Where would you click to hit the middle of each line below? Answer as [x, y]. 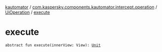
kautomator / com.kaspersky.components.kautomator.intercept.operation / [81, 7]
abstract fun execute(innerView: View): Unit [53, 45]
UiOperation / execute [28, 12]
